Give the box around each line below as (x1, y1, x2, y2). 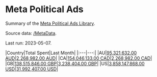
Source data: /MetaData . (5, 30, 57, 36)
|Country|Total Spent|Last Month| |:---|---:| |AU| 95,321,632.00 (5, 50, 137, 56)
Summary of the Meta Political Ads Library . (5, 20, 95, 26)
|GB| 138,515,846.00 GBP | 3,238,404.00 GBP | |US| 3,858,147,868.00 (5, 60, 145, 66)
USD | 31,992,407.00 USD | (5, 66, 59, 72)
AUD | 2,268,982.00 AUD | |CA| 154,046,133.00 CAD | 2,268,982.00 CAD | (5, 55, 152, 61)
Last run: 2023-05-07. (5, 40, 52, 46)
